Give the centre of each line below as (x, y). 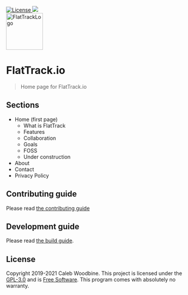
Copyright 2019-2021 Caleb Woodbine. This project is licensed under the (94, 273)
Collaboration (40, 138)
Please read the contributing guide (48, 208)
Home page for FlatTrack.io (53, 86)
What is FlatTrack (44, 125)
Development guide (43, 227)
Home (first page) (36, 119)
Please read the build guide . (40, 241)
